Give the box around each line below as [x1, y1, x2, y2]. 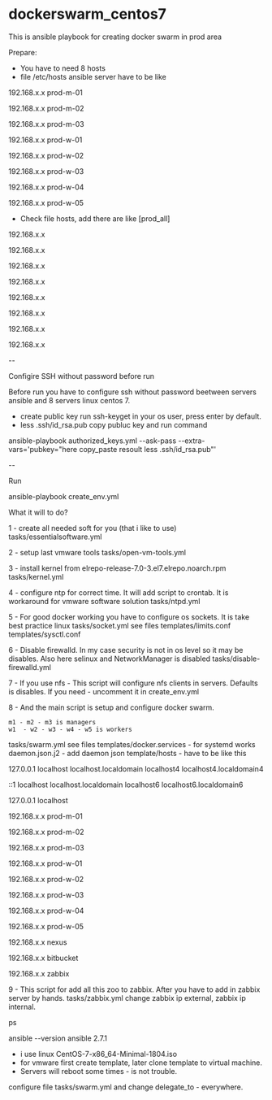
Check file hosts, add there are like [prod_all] [19, 213, 171, 224]
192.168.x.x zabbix [8, 968, 70, 978]
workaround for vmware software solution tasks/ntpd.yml [8, 596, 201, 606]
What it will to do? [8, 507, 68, 517]
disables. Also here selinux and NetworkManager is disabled [8, 654, 211, 663]
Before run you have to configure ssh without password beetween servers [8, 387, 257, 397]
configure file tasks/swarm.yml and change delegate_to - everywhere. [8, 1082, 244, 1092]
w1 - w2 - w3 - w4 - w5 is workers [8, 725, 132, 733]
